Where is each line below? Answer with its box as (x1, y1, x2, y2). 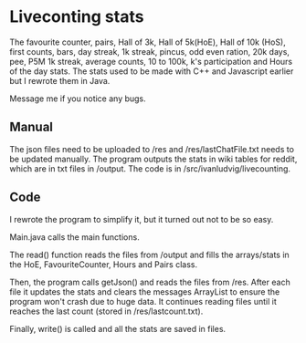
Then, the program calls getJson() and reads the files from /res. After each (9, 276, 290, 287)
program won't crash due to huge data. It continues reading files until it (9, 296, 277, 307)
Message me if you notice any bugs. (9, 93, 146, 104)
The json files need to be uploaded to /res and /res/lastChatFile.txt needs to (9, 143, 295, 154)
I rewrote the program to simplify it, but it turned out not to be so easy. (9, 213, 274, 224)
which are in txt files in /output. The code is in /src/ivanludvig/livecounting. (9, 162, 290, 174)
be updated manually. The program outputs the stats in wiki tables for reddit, (9, 153, 298, 164)
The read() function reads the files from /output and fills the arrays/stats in (9, 249, 290, 260)
